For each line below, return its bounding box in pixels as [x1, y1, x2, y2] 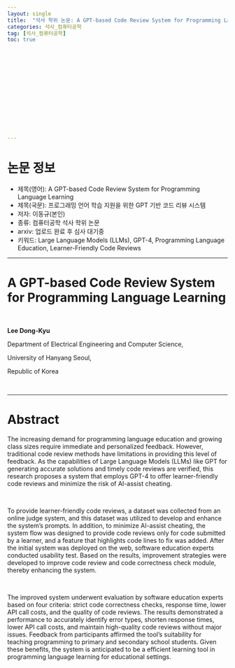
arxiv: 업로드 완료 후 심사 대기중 [17, 227, 105, 236]
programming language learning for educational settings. [7, 652, 171, 661]
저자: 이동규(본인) [17, 210, 66, 218]
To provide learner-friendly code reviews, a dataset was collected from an [7, 506, 221, 515]
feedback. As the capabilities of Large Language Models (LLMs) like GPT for [7, 457, 227, 465]
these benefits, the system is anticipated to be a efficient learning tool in [7, 645, 215, 653]
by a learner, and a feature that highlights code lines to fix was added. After [7, 536, 225, 544]
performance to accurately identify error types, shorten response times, [7, 615, 215, 623]
